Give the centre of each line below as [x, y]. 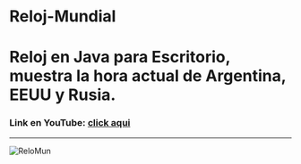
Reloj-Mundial [63, 16]
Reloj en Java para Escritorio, [120, 57]
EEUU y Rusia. [63, 95]
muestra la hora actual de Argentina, [148, 76]
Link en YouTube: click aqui [70, 123]
